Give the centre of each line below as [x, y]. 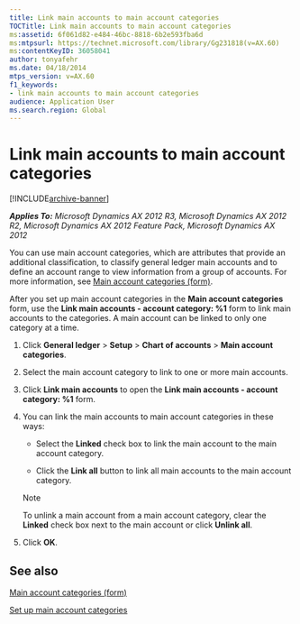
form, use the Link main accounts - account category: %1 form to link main [150, 308]
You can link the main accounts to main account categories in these [148, 417]
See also [34, 570]
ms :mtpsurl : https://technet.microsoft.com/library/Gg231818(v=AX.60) [145, 43]
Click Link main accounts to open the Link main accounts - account [150, 390]
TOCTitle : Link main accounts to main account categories [120, 26]
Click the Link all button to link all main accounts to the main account [164, 471]
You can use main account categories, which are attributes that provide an [147, 252]
